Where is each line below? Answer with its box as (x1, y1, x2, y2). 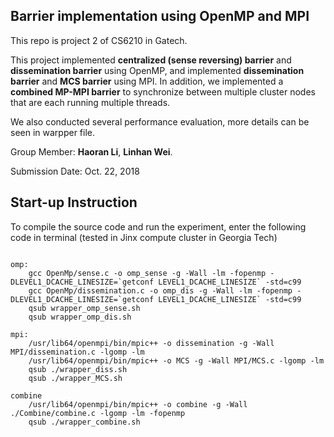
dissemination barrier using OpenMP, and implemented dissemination (10, 64, 305, 76)
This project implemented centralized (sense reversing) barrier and (10, 54, 292, 66)
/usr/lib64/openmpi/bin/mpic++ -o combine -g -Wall (28, 399, 248, 409)
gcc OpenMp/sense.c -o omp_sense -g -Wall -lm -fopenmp (28, 268, 267, 278)
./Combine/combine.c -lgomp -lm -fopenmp (10, 408, 186, 418)
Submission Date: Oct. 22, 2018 (10, 165, 140, 177)
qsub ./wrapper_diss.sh (28, 364, 128, 374)
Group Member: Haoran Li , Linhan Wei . (10, 145, 173, 158)
